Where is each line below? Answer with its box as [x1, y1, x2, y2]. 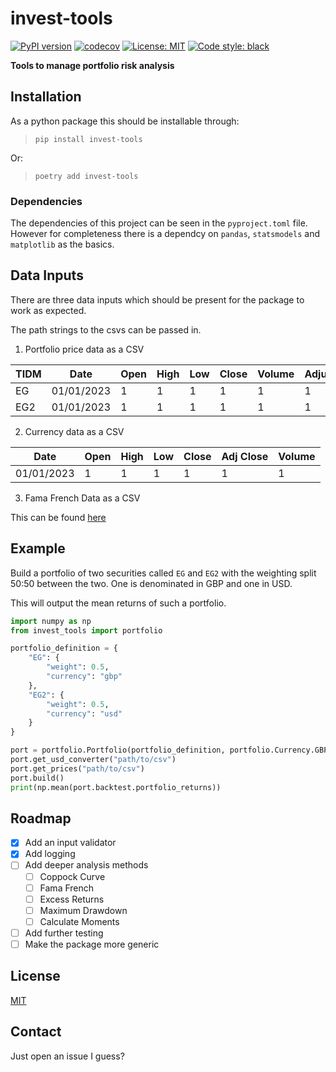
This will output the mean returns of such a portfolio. [10, 597, 227, 609]
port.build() [10, 773, 65, 783]
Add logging [24, 848, 76, 860]
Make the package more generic [24, 938, 160, 950]
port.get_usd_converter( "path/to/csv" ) [10, 755, 177, 765]
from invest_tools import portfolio [10, 625, 163, 636]
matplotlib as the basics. [10, 238, 115, 251]
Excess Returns [39, 893, 105, 905]
